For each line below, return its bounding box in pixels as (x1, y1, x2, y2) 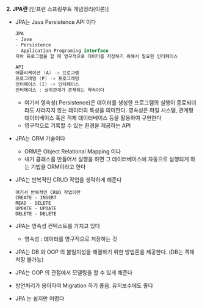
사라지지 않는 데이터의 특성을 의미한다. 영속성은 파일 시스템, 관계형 (35, 106, 194, 114)
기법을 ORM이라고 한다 (31, 163, 86, 170)
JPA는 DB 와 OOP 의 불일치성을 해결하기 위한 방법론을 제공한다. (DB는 (15, 248, 183, 255)
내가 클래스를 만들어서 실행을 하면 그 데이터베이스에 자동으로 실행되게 (24, 155, 189, 163)
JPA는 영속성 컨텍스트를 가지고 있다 (15, 222, 101, 229)
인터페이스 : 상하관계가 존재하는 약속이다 (15, 87, 105, 93)
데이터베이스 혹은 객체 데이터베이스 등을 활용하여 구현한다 (24, 114, 162, 121)
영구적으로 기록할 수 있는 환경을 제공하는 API (24, 122, 131, 129)
